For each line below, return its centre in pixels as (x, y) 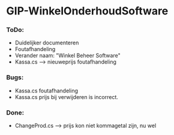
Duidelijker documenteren (47, 43)
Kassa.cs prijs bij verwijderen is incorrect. (67, 97)
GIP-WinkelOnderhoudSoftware (87, 11)
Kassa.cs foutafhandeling (46, 91)
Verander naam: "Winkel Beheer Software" (68, 56)
